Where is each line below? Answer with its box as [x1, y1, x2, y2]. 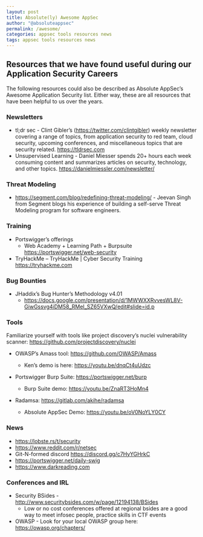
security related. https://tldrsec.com [14, 146, 105, 153]
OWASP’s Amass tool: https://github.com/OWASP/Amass [14, 350, 157, 357]
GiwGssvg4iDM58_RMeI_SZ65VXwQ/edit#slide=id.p [24, 303, 155, 310]
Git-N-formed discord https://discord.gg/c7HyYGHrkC [14, 450, 150, 457]
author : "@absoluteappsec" [6, 20, 74, 26]
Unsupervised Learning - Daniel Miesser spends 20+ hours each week [14, 152, 192, 160]
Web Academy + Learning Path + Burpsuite [24, 242, 132, 249]
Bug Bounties [6, 276, 47, 285]
